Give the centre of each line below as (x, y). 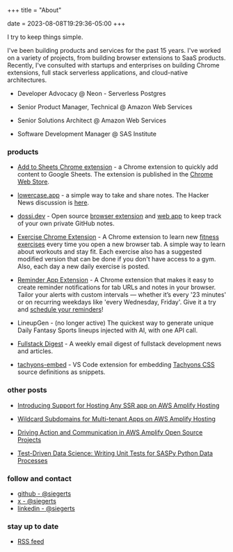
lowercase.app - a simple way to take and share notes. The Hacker (113, 195)
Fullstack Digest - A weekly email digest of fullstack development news (119, 344)
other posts (27, 390)
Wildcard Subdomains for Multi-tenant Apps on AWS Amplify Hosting (116, 419)
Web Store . (33, 182)
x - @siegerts (37, 501)
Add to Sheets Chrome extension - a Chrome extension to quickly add (118, 167)
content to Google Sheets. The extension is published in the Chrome (115, 174)
